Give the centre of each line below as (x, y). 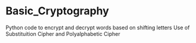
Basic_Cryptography (57, 11)
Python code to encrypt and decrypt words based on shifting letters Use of (98, 27)
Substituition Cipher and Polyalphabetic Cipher (63, 33)
